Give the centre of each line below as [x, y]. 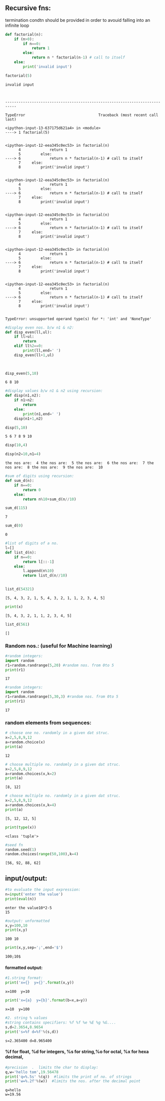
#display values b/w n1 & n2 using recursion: [54, 391]
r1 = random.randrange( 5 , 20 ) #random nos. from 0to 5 [59, 665]
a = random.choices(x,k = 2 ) [31, 774]
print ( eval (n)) [21, 899]
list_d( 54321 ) [20, 589]
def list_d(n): [21, 552]
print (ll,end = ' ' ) [42, 351]
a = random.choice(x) [25, 742]
